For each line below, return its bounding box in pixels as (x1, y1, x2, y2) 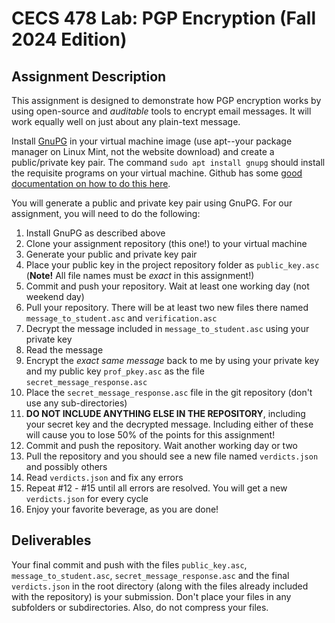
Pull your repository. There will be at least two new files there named (25, 302, 309, 313)
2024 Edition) (11, 28, 128, 51)
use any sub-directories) (25, 397, 128, 409)
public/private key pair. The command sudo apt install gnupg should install (11, 157, 326, 168)
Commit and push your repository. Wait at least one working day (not (25, 280, 310, 292)
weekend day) (25, 291, 85, 302)
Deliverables (11, 532, 92, 549)
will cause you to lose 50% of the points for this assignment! (25, 429, 276, 441)
